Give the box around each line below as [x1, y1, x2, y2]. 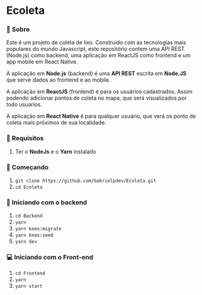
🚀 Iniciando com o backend [6, 198, 88, 206]
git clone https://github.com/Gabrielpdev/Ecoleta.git [15, 178, 157, 184]
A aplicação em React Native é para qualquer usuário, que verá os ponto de [6, 112, 197, 120]
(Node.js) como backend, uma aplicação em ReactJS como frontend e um [6, 52, 191, 59]
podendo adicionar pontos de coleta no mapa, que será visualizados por [6, 94, 187, 102]
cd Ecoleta [15, 184, 43, 190]
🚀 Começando [6, 163, 49, 171]
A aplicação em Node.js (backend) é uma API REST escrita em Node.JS [6, 70, 187, 77]
